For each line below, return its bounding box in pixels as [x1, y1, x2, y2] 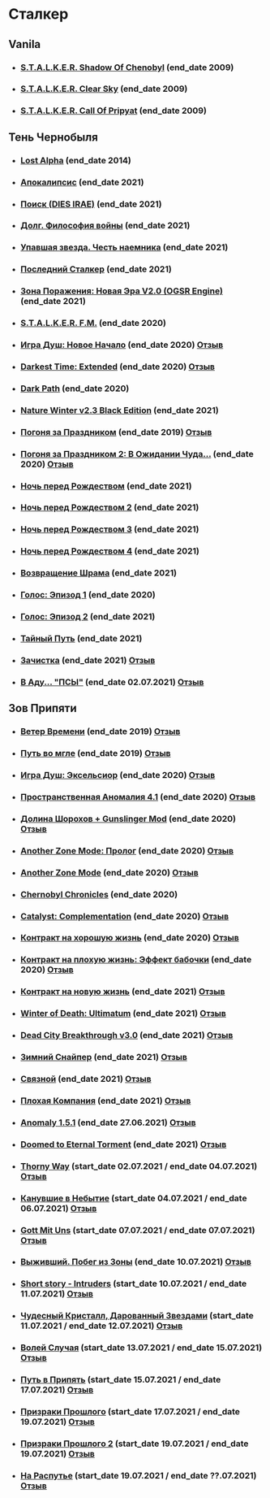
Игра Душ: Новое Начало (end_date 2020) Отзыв [19, 339, 224, 350]
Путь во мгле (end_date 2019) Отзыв [19, 748, 172, 759]
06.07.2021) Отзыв [19, 1202, 97, 1214]
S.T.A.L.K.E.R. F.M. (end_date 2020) [19, 318, 166, 329]
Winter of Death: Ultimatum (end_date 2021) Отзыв [19, 1008, 227, 1019]
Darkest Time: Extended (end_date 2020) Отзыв [19, 361, 216, 372]
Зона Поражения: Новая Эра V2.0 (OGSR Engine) [19, 285, 223, 297]
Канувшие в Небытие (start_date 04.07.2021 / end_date [19, 1192, 247, 1204]
